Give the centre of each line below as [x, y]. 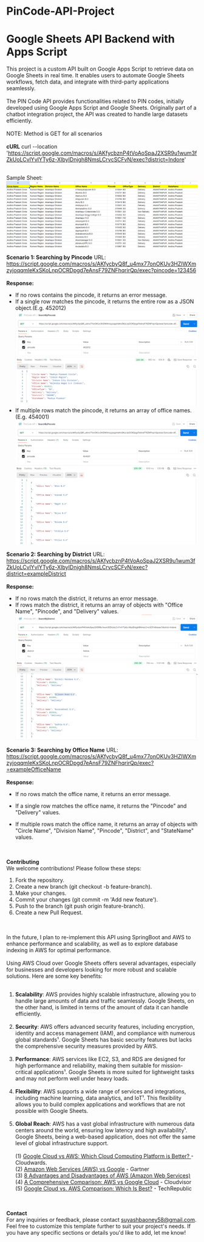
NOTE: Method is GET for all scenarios [54, 134]
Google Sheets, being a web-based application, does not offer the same [105, 1137]
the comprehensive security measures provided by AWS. [86, 1046]
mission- [172, 1066]
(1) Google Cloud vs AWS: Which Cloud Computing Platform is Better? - [104, 1156]
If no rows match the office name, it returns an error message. [93, 794]
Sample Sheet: [25, 178]
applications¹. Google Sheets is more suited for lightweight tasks [114, 1072]
